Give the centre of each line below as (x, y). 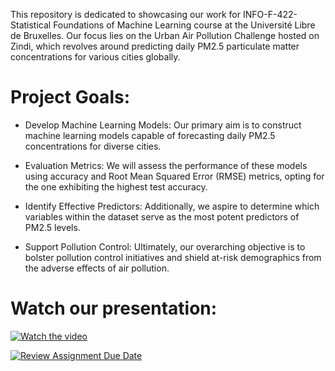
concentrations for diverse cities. (93, 146)
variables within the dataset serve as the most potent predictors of (162, 216)
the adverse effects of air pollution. (97, 268)
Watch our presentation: (114, 308)
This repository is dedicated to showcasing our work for (126, 14)
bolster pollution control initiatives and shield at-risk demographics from (173, 257)
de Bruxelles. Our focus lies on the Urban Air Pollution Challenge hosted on (165, 35)
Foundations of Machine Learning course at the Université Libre (184, 25)
